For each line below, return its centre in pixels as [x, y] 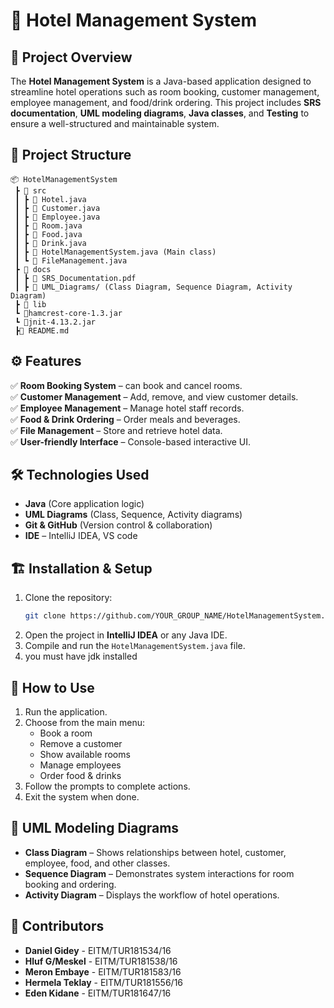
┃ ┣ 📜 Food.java [48, 234]
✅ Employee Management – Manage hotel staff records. [127, 408]
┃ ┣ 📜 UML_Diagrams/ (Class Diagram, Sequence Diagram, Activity [153, 287]
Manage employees [80, 765]
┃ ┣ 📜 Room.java [48, 225]
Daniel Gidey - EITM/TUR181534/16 [98, 950]
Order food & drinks [80, 775]
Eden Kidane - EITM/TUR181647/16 [98, 993]
